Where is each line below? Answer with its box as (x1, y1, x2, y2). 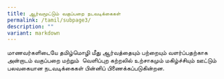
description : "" (7, 23, 54, 30)
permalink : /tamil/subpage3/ (7, 17, 91, 24)
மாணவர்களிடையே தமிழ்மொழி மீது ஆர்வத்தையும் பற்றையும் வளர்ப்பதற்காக (7, 49, 208, 57)
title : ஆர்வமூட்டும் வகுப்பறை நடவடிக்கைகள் (7, 10, 121, 17)
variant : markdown (7, 29, 60, 37)
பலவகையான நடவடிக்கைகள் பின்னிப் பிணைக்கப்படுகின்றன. (7, 64, 165, 73)
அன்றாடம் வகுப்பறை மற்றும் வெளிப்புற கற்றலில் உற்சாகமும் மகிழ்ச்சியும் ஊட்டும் (7, 56, 217, 64)
